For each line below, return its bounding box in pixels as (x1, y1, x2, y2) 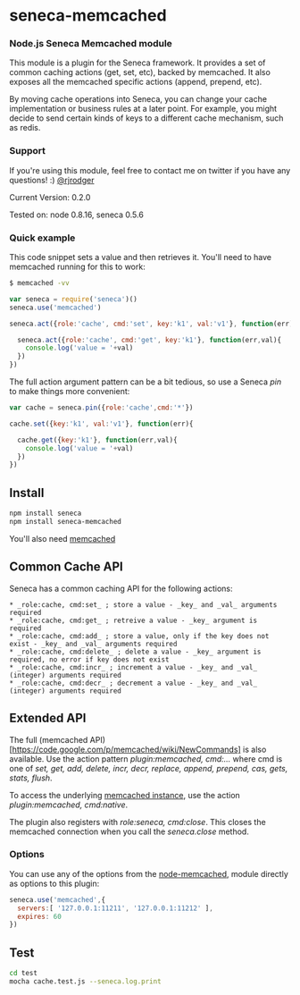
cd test (9, 969, 38, 978)
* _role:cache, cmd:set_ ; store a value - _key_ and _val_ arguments (9, 600, 278, 609)
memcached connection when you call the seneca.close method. (9, 826, 250, 837)
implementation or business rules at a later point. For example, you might (9, 104, 278, 114)
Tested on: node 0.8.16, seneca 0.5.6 (9, 209, 145, 220)
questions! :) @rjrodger (9, 174, 95, 185)
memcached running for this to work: (9, 261, 146, 273)
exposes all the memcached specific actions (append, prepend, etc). (9, 77, 262, 88)
